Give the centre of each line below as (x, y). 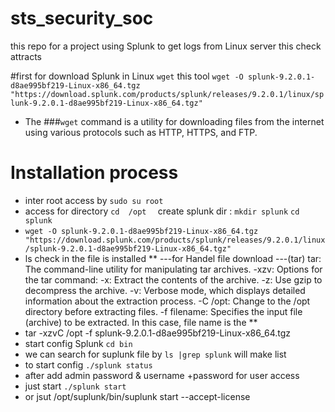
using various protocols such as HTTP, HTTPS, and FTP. (141, 132)
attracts (26, 56)
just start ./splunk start (75, 386)
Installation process (94, 173)
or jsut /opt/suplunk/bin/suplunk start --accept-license (137, 396)
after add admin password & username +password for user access (162, 375)
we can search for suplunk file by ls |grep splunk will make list (155, 354)
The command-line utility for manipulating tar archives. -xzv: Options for (173, 269)
